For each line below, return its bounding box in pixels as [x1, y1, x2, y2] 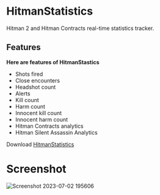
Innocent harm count [15, 116, 68, 123]
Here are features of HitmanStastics [6, 58, 100, 65]
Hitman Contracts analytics [15, 122, 84, 130]
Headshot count [15, 83, 56, 90]
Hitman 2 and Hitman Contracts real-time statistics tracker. [6, 24, 155, 32]
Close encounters [15, 76, 60, 84]
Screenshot [6, 162, 67, 175]
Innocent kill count [15, 109, 62, 117]
